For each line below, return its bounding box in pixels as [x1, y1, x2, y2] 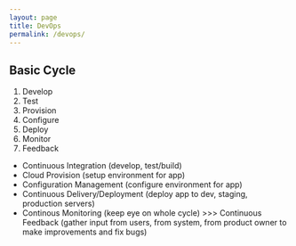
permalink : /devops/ [9, 29, 86, 38]
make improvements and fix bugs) [21, 226, 148, 237]
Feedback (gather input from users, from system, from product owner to [21, 217, 287, 228]
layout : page [9, 12, 58, 22]
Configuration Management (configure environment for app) [21, 179, 243, 190]
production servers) [21, 198, 95, 209]
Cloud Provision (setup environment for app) [21, 170, 186, 181]
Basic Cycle [9, 62, 76, 78]
